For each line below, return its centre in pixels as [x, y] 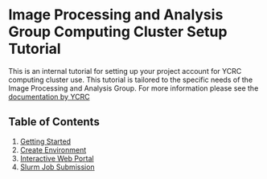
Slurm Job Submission [57, 167]
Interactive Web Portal [57, 158]
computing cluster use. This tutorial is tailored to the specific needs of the [131, 79]
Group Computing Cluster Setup [118, 32]
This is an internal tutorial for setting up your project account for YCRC [125, 71]
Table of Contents [54, 122]
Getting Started [45, 141]
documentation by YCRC [49, 96]
